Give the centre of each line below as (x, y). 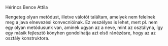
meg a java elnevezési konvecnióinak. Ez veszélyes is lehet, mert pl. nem (81, 22)
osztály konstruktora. (27, 38)
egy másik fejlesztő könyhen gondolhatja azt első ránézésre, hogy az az (81, 33)
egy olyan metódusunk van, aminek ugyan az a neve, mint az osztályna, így (84, 27)
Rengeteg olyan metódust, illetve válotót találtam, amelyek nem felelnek (80, 17)
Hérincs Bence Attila (27, 7)
